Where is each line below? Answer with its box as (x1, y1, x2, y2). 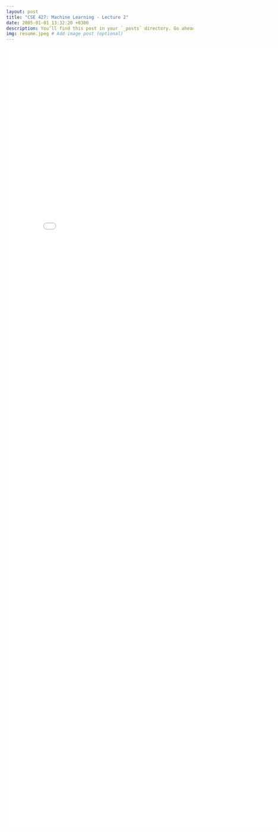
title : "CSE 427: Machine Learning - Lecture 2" (6, 14, 129, 20)
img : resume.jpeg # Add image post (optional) (6, 31, 124, 37)
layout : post (6, 8, 39, 15)
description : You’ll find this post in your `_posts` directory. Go (6, 25, 179, 31)
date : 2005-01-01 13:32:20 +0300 (6, 20, 89, 26)
